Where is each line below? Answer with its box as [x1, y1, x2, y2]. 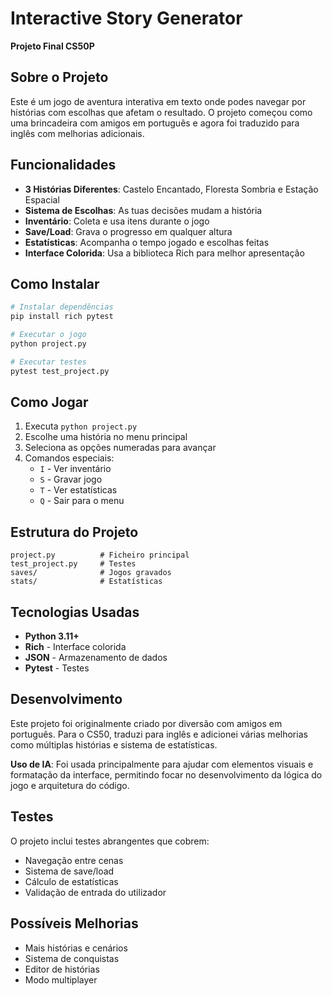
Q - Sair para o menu [39, 495, 125, 507]
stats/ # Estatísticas [10, 577, 163, 587]
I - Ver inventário [39, 463, 112, 475]
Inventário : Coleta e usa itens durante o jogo [24, 215, 210, 227]
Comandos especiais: [24, 452, 115, 464]
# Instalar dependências [10, 302, 114, 312]
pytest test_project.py [10, 366, 110, 376]
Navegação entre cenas [24, 854, 124, 866]
